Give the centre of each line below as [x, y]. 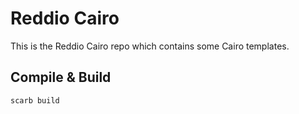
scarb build [35, 100]
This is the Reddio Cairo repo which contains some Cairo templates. [150, 46]
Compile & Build [61, 77]
